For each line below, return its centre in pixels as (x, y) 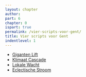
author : (13, 14)
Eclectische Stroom (32, 70)
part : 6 (13, 18)
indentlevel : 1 (20, 41)
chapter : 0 (16, 23)
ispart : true (18, 27)
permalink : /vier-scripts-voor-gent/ (43, 32)
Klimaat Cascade (29, 59)
